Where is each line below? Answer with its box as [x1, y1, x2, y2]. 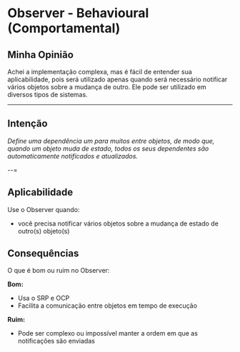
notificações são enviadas [17, 337, 95, 346]
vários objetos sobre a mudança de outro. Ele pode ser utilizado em [7, 83, 206, 91]
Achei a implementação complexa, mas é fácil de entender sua [7, 68, 193, 76]
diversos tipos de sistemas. [7, 91, 88, 99]
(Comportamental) [7, 20, 121, 36]
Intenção [7, 118, 48, 130]
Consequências [7, 248, 79, 260]
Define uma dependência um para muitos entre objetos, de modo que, [7, 136, 215, 145]
